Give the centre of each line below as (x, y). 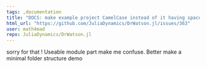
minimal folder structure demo (44, 58)
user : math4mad (26, 29)
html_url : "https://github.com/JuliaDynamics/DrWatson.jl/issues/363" (98, 23)
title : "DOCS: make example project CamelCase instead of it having (96, 18)
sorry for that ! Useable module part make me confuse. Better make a (94, 52)
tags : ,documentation (34, 12)
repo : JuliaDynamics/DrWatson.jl (49, 35)
